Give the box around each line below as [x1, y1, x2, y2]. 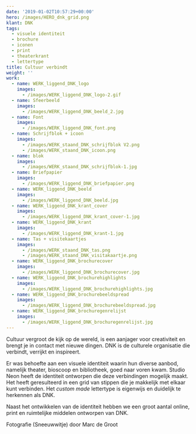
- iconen [11, 42, 33, 48]
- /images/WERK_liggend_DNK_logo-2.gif [21, 92, 121, 98]
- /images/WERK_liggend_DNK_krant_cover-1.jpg [21, 214, 140, 220]
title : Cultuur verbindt [6, 64, 68, 70]
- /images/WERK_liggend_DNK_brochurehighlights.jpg [21, 286, 153, 292]
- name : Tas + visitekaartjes [11, 236, 86, 242]
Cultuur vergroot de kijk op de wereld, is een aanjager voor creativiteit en [6, 335, 186, 343]
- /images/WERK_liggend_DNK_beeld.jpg [21, 197, 119, 203]
